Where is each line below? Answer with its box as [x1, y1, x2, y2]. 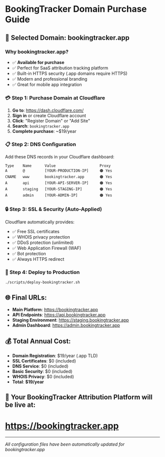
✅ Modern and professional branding [12, 76, 87, 82]
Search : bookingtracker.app [12, 123, 70, 129]
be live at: [5, 400, 36, 409]
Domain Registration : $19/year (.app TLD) [12, 353, 98, 359]
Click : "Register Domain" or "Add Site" [12, 118, 90, 124]
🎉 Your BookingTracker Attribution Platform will [5, 393, 153, 401]
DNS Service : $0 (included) [12, 363, 69, 369]
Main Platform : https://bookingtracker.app [12, 306, 98, 312]
